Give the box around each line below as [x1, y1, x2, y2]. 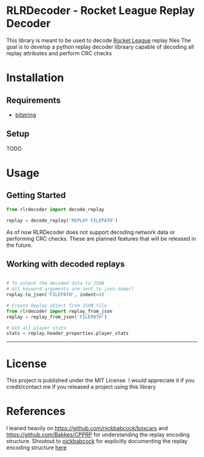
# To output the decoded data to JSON [6, 280, 104, 286]
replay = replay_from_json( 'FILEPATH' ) [6, 314, 107, 320]
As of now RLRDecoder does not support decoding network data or [6, 228, 175, 236]
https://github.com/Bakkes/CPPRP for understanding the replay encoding [6, 431, 190, 438]
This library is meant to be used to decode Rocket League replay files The [6, 36, 191, 44]
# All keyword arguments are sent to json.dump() [6, 286, 135, 292]
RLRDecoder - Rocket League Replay [6, 4, 195, 18]
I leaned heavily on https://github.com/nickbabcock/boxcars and [6, 425, 168, 432]
